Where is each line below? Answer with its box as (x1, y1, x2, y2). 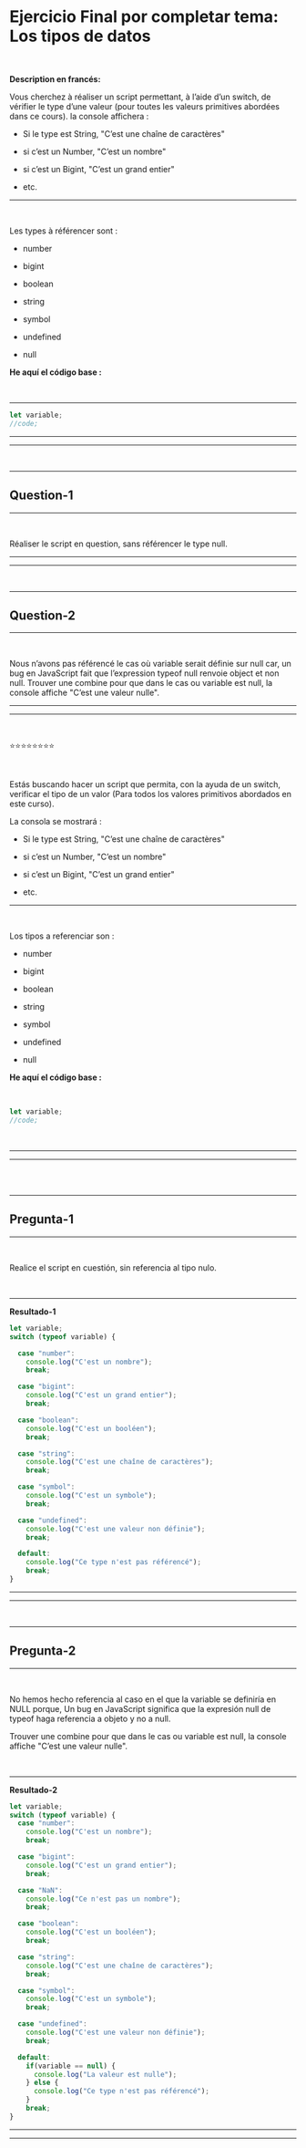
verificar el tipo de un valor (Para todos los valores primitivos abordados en (9, 789, 292, 800)
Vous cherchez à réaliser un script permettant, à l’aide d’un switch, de (9, 91, 271, 102)
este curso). (9, 798, 55, 809)
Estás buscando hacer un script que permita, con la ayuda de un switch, (9, 779, 280, 790)
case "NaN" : (17, 1885, 64, 1894)
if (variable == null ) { (25, 2061, 117, 2070)
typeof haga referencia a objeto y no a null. (9, 1713, 171, 1724)
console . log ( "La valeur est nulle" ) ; (33, 2070, 178, 2079)
